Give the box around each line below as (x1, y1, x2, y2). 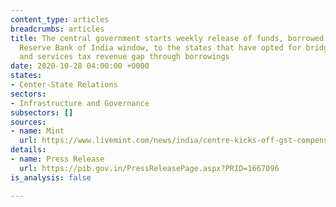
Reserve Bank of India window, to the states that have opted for (19, 42, 302, 53)
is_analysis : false (10, 172, 92, 183)
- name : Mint (10, 126, 65, 136)
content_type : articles (10, 14, 110, 25)
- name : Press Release (10, 154, 105, 164)
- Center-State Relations (10, 80, 118, 90)
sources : (10, 117, 47, 127)
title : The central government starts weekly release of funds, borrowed (10, 33, 325, 43)
